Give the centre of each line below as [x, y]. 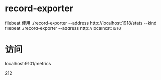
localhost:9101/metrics [28, 63]
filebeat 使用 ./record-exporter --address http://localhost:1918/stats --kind [81, 23]
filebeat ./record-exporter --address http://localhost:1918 [63, 28]
